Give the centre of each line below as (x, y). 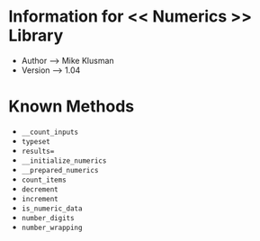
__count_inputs (50, 132)
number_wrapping (52, 228)
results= (38, 151)
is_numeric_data (52, 209)
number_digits (48, 218)
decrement (40, 189)
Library (36, 36)
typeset (36, 141)
